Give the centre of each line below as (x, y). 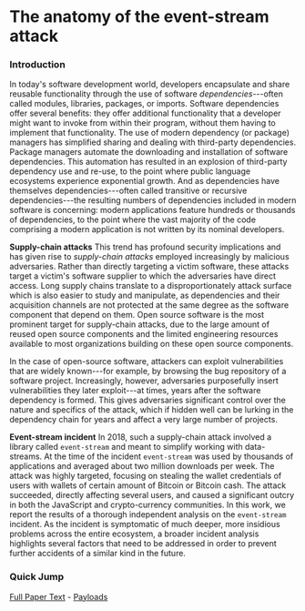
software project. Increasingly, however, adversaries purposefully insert (144, 381)
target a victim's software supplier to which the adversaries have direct (142, 276)
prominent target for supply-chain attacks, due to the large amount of (140, 324)
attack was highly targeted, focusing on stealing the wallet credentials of (146, 476)
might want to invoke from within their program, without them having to (142, 123)
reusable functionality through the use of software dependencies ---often (147, 94)
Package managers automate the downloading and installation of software (149, 152)
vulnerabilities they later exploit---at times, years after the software (135, 391)
